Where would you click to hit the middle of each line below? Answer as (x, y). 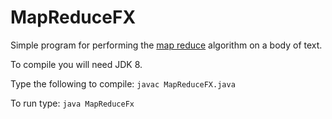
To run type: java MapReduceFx (72, 103)
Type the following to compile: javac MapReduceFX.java (123, 83)
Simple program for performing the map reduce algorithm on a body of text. (166, 45)
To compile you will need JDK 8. (76, 64)
